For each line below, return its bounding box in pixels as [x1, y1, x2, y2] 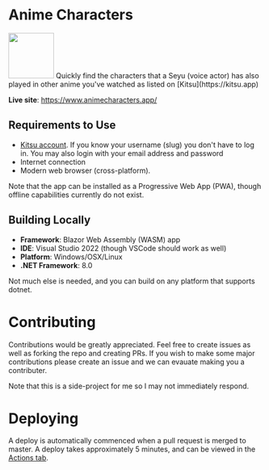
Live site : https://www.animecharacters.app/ [8, 94, 158, 104]
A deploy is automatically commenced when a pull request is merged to [8, 436, 246, 446]
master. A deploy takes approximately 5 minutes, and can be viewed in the [8, 444, 256, 454]
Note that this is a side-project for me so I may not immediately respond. [8, 381, 250, 391]
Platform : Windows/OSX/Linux [19, 252, 123, 262]
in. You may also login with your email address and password [19, 148, 224, 158]
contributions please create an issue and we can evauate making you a [8, 357, 245, 367]
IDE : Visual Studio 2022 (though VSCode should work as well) [19, 243, 227, 253]
